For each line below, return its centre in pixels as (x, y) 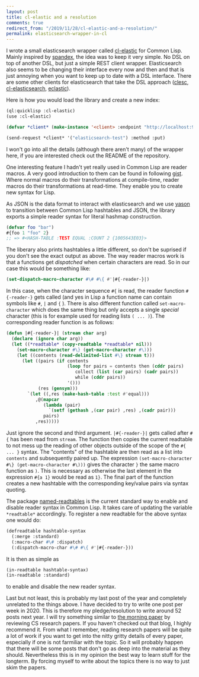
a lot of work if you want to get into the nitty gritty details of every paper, (95, 636)
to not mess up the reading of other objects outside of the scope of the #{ (96, 445)
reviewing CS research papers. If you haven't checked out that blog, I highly (99, 624)
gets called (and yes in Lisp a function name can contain (103, 297)
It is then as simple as (33, 559)
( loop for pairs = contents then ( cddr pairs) (126, 366)
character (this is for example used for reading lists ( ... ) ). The (85, 316)
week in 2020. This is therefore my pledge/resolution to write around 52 (94, 611)
